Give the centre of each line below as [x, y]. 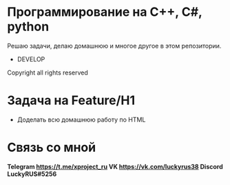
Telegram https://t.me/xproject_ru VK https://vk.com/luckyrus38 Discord [115, 166]
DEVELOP [31, 59]
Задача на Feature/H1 [71, 100]
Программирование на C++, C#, [105, 12]
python [28, 27]
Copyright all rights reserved [48, 72]
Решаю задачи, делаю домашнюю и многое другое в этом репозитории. [114, 46]
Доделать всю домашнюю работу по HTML [81, 119]
